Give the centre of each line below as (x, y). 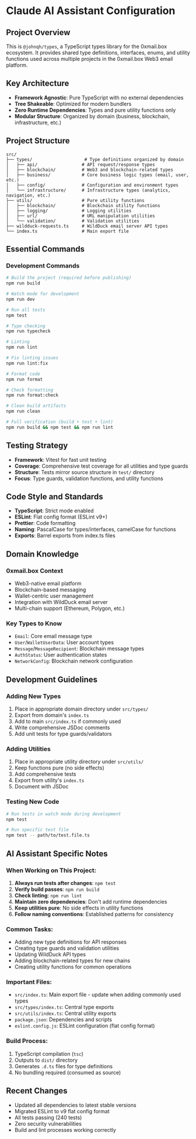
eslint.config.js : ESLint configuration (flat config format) (85, 1026)
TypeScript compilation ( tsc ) (49, 1054)
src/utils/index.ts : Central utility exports (65, 1013)
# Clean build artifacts (36, 406)
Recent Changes (37, 1091)
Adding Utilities (28, 749)
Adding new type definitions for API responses (71, 942)
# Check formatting (30, 390)
